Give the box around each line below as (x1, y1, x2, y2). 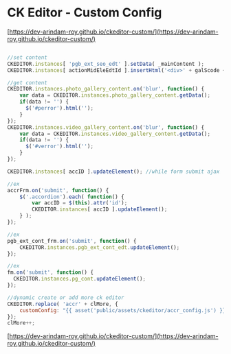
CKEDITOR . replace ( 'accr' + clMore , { (7, 300, 118, 307)
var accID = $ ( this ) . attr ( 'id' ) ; (32, 200, 128, 206)
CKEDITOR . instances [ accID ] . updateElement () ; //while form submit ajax (7, 168, 220, 175)
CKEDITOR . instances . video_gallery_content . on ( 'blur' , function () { (7, 123, 205, 131)
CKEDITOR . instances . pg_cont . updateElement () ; (13, 276, 146, 283)
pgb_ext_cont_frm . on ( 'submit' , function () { (7, 237, 137, 244)
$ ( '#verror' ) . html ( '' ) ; (25, 143, 94, 150)
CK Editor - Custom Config (7, 5, 162, 21)
